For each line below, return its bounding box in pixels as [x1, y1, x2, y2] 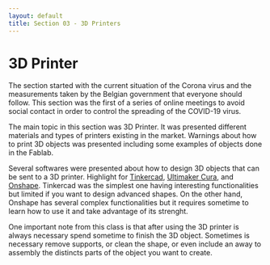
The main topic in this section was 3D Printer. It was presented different [8, 122, 247, 132]
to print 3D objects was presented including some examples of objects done [8, 139, 263, 149]
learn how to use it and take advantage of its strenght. [8, 207, 188, 217]
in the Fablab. [8, 148, 54, 158]
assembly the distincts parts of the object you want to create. [8, 248, 213, 258]
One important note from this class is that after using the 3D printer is [8, 222, 240, 232]
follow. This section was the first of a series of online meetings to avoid [8, 98, 245, 107]
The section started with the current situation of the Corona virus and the [8, 81, 252, 90]
